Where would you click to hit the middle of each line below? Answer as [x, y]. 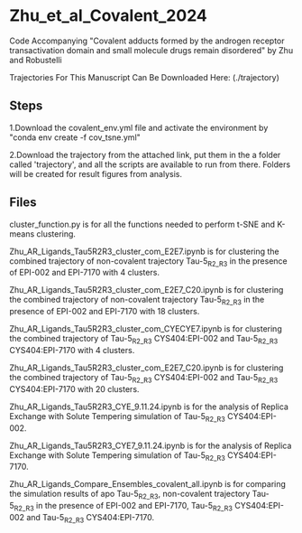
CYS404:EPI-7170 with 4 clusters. [72, 350]
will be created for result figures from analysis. [96, 173]
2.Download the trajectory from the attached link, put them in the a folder [145, 154]
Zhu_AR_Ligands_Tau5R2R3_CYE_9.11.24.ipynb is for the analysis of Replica [149, 407]
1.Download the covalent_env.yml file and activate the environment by [139, 127]
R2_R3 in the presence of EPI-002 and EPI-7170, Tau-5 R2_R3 [123, 507]
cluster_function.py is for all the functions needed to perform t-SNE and [142, 224]
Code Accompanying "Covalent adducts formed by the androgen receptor [147, 41]
